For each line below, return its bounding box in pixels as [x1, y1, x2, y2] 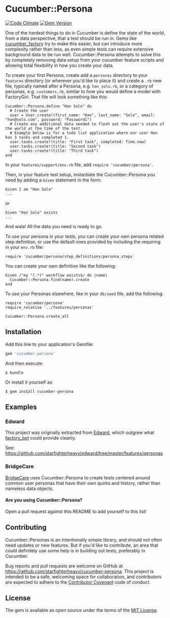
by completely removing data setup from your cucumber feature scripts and [5, 57, 164, 63]
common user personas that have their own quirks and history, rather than [5, 480, 161, 486]
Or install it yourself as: [5, 379, 53, 385]
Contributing [5, 523, 47, 532]
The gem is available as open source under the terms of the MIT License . [5, 607, 158, 613]
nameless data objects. [5, 485, 54, 492]
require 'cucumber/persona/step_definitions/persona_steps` [5, 254, 135, 259]
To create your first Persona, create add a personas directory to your [5, 72, 148, 78]
